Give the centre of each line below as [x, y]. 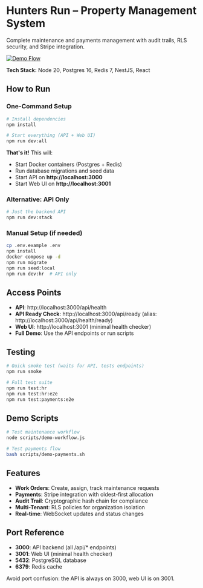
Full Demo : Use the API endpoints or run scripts [74, 333]
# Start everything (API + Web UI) [51, 136]
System [26, 23]
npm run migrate [27, 263]
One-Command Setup [39, 107]
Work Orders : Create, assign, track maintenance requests [87, 487]
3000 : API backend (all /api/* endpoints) [66, 547]
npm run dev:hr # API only [42, 274]
